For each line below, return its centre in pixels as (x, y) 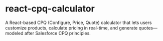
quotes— (148, 27)
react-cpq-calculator (50, 9)
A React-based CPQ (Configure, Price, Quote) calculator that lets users (78, 22)
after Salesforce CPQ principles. (58, 33)
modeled (14, 33)
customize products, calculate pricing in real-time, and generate (71, 27)
